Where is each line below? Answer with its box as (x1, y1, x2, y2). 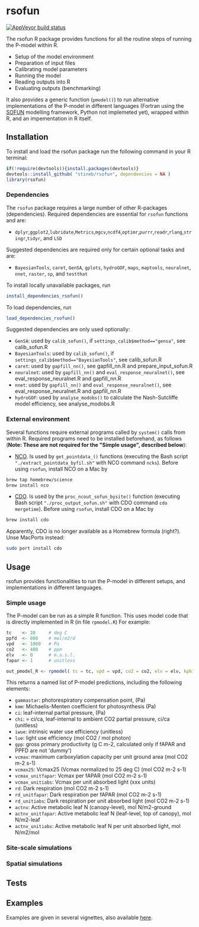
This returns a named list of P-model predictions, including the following (6, 679, 182, 686)
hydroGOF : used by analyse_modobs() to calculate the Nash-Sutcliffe (14, 394, 178, 401)
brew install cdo (6, 517, 49, 523)
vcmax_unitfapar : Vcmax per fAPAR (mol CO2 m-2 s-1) (14, 772, 147, 779)
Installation (6, 132, 49, 142)
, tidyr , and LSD (25, 234, 62, 241)
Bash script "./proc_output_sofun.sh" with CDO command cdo (14, 499, 168, 506)
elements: (6, 685, 31, 692)
